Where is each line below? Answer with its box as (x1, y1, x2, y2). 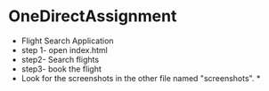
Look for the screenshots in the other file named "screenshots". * (20, 72, 261, 83)
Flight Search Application (20, 35, 114, 46)
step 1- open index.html (20, 44, 108, 55)
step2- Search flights (20, 54, 100, 64)
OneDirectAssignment (8, 6, 177, 27)
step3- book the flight (20, 64, 102, 74)
